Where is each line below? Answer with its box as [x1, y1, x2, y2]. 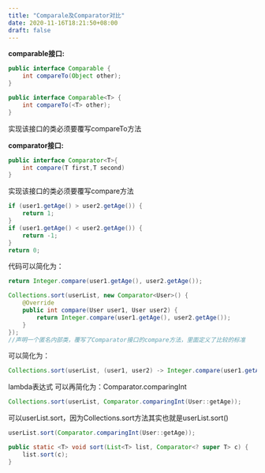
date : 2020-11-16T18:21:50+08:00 [8, 19, 118, 27]
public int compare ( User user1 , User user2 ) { [22, 306, 178, 314]
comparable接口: [8, 49, 65, 59]
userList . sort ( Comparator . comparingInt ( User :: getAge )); [8, 429, 196, 437]
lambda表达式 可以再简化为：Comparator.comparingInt [8, 382, 187, 392]
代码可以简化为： [8, 262, 64, 271]
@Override [22, 299, 55, 307]
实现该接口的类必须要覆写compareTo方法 [8, 123, 142, 133]
